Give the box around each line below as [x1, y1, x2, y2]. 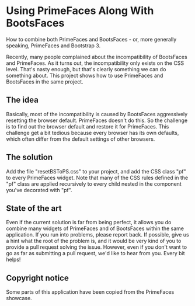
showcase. [6, 295, 32, 302]
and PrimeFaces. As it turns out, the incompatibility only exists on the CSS [6, 60, 184, 67]
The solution [6, 152, 53, 162]
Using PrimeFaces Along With [6, 4, 154, 18]
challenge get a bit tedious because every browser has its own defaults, [6, 129, 179, 136]
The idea [6, 95, 39, 105]
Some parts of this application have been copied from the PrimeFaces [6, 288, 175, 295]
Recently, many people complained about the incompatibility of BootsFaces [6, 53, 188, 60]
